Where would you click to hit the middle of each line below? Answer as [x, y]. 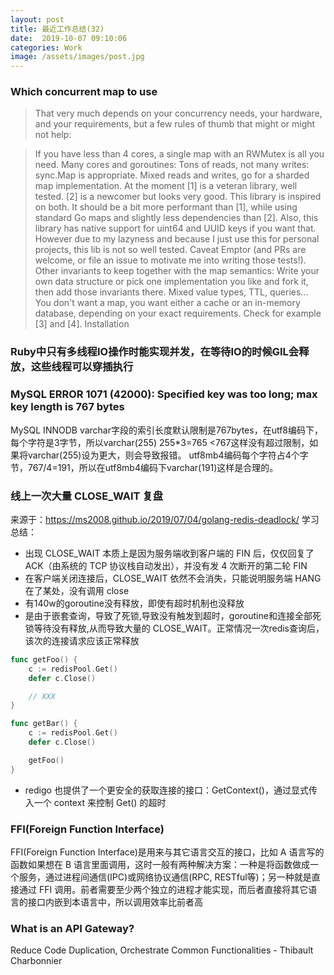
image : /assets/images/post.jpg [77, 57]
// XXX [42, 696]
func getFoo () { [44, 659]
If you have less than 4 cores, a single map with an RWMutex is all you [179, 154]
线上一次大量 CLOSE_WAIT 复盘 [87, 496]
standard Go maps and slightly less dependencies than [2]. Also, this [176, 218]
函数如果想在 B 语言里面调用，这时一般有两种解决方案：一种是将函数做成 [160, 864]
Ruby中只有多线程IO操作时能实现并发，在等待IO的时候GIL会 [155, 352]
